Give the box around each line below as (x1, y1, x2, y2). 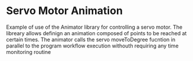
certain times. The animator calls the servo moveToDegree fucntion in (6, 36, 176, 43)
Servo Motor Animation (6, 4, 123, 18)
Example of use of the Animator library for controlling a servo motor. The (6, 23, 183, 30)
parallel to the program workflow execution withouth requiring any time (6, 42, 179, 49)
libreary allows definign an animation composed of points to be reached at (6, 29, 187, 36)
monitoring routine (6, 48, 51, 55)
